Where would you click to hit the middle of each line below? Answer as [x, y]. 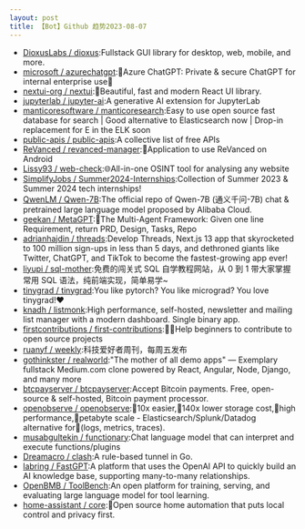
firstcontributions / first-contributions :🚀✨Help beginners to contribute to [158, 329]
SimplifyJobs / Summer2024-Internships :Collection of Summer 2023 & [155, 178]
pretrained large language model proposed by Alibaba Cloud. [137, 209]
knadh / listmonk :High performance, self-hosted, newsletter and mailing [158, 310]
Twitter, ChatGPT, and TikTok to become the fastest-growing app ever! [155, 258]
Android [37, 158]
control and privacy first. [69, 514]
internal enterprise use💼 [68, 81]
